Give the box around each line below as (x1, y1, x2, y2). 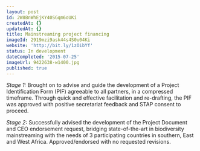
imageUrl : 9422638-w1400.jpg (6, 59, 80, 65)
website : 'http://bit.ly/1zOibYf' (6, 43, 94, 49)
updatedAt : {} (6, 25, 42, 32)
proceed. (6, 107, 29, 115)
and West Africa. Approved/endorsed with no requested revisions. (6, 138, 171, 146)
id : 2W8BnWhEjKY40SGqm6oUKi (6, 14, 77, 21)
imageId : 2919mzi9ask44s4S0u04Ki (6, 37, 91, 43)
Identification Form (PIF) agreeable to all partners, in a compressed (6, 88, 173, 95)
